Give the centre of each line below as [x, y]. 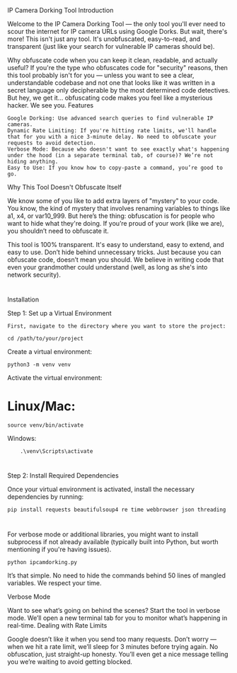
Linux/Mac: [41, 407]
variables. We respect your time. [54, 582]
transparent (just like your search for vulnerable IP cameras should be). [111, 46]
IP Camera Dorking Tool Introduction [60, 10]
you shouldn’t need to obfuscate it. [58, 231]
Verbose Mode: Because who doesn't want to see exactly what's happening [118, 149]
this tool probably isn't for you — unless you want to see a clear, [101, 75]
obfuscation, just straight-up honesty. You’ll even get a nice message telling [118, 654]
